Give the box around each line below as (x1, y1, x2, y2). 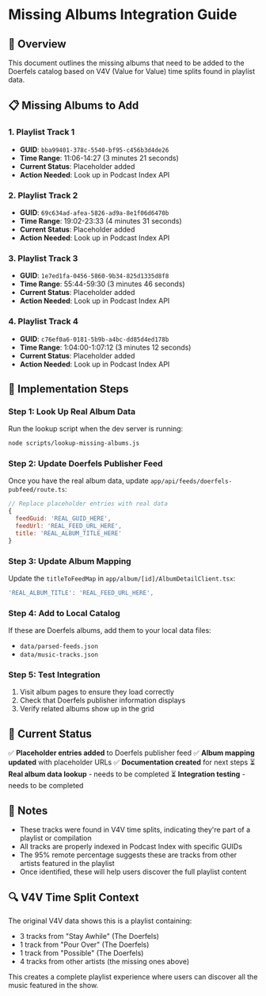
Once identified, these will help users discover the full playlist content (19, 867, 247, 877)
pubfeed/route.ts (8, 486, 66, 494)
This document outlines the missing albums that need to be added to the (8, 58, 245, 67)
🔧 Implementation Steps (8, 382, 129, 396)
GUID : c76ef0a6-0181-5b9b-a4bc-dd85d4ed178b (19, 334, 169, 343)
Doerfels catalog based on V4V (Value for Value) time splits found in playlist (8, 67, 256, 76)
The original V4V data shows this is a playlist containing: (8, 916, 192, 925)
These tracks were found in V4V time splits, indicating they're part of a (19, 825, 251, 834)
